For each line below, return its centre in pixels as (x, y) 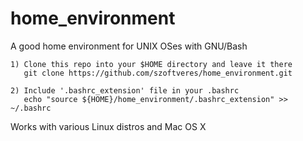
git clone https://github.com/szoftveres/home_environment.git (158, 73)
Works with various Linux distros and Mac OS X (108, 126)
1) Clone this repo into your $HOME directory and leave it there (151, 64)
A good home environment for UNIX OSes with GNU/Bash (129, 46)
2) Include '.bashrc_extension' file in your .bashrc (125, 90)
